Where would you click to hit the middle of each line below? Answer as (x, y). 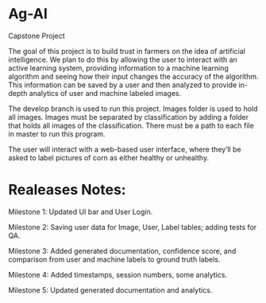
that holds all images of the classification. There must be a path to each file (131, 125)
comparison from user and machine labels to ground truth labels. (114, 259)
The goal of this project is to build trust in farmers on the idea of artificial (127, 51)
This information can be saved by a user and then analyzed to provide (123, 85)
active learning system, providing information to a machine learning (118, 67)
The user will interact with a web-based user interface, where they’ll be (125, 149)
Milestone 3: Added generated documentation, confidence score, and (122, 251)
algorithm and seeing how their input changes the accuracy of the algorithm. (133, 76)
